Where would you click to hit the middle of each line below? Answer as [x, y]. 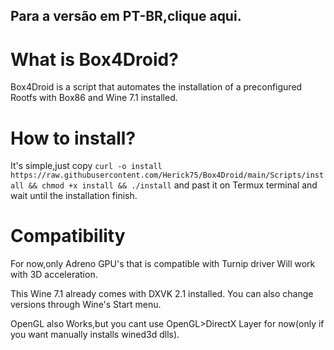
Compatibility [68, 236]
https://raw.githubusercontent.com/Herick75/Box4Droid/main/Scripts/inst [167, 175]
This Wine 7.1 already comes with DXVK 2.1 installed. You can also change [162, 294]
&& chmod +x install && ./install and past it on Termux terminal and [173, 185]
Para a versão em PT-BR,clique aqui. [126, 16]
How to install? [73, 138]
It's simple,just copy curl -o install [86, 166]
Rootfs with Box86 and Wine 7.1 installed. [94, 98]
